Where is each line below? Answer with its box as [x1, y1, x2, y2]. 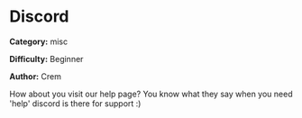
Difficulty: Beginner [9, 53, 84, 64]
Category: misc [9, 36, 69, 47]
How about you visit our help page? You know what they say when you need [9, 88, 293, 99]
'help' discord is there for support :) [9, 97, 142, 109]
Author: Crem [9, 70, 61, 82]
